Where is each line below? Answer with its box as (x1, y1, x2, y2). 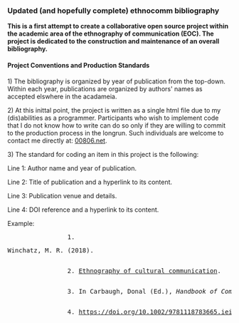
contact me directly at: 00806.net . (7, 136, 107, 145)
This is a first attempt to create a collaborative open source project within (7, 22, 229, 31)
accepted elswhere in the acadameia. (7, 92, 117, 101)
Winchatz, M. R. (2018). (7, 246, 94, 255)
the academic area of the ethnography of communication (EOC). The (7, 29, 215, 38)
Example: (7, 219, 35, 227)
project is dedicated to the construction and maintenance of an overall (7, 37, 220, 46)
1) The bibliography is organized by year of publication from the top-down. (7, 77, 225, 86)
